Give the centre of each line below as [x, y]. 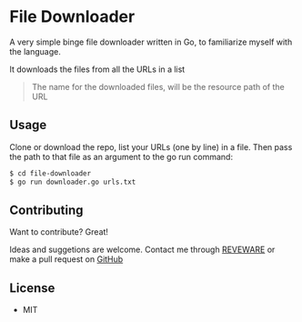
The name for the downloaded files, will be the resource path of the [158, 86]
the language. [35, 51]
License [32, 288]
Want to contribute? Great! [59, 232]
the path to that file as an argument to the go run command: [121, 156]
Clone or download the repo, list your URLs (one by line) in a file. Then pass [151, 146]
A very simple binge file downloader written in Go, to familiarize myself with [151, 42]
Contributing [46, 210]
